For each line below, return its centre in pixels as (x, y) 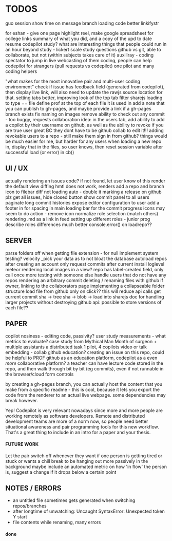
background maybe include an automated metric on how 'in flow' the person (86, 467)
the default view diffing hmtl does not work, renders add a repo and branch (85, 186)
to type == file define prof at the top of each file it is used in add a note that (85, 103)
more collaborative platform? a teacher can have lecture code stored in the (84, 363)
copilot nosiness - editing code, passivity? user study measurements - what (85, 336)
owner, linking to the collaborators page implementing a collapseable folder (85, 286)
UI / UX (17, 168)
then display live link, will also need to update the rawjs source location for (84, 92)
